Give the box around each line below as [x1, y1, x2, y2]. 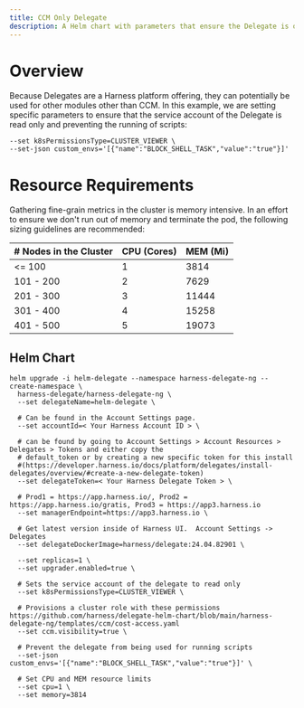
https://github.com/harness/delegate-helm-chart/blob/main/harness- [9, 611, 273, 620]
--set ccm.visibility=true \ [17, 628, 128, 637]
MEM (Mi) [185, 245, 229, 258]
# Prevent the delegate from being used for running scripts [17, 643, 253, 652]
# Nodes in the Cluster [14, 245, 113, 258]
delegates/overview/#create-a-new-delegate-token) [9, 469, 204, 478]
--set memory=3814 [17, 691, 88, 700]
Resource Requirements [9, 175, 195, 195]
